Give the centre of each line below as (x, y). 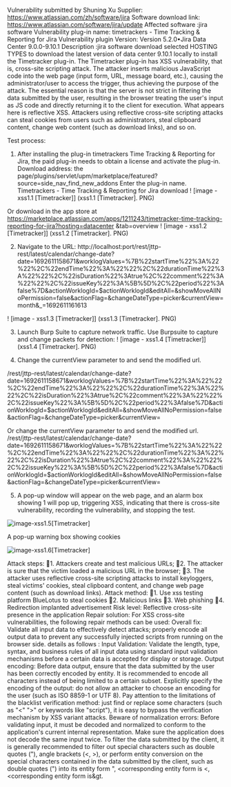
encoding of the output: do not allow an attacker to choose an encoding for (114, 688)
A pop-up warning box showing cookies (64, 537)
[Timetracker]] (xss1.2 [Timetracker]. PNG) (68, 233)
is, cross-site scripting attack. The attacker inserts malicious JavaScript (109, 69)
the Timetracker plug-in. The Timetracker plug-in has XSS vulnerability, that (115, 61)
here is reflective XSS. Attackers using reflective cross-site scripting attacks (115, 112)
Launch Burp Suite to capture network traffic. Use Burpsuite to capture (118, 332)
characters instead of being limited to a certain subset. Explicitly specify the (115, 681)
